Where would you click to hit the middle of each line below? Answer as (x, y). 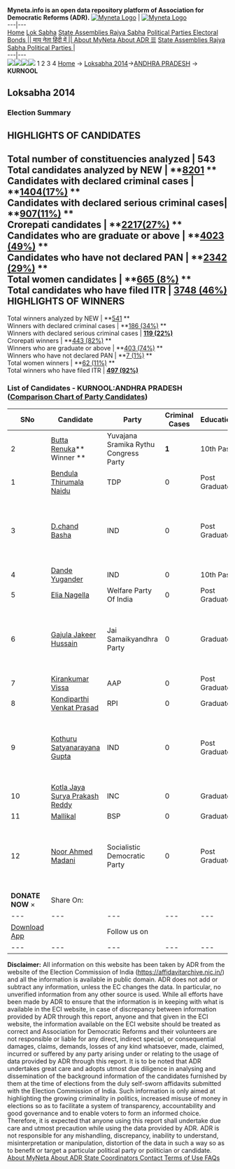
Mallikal (63, 816)
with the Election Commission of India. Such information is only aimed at (111, 1091)
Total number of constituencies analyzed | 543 (111, 159)
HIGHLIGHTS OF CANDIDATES (74, 135)
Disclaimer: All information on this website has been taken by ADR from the (116, 964)
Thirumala (67, 482)
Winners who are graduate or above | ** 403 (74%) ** (85, 348)
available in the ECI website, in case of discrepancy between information (112, 1009)
